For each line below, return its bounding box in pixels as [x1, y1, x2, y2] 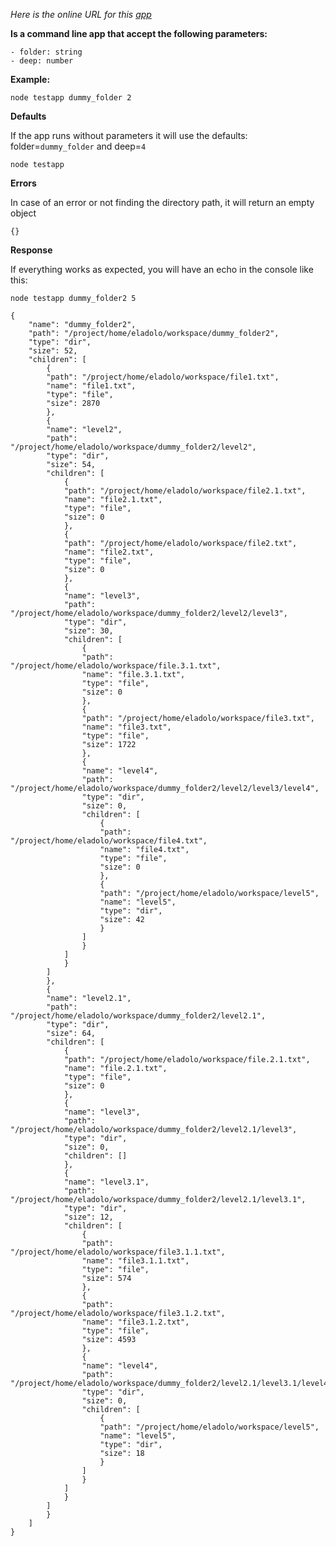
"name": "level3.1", [63, 1177, 150, 1187]
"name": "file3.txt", [81, 722, 172, 732]
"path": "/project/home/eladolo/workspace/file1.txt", [46, 372, 280, 382]
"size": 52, [28, 346, 78, 356]
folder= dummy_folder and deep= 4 [10, 140, 147, 152]
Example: [10, 74, 51, 85]
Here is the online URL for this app [10, 9, 152, 20]
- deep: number [10, 56, 74, 66]
